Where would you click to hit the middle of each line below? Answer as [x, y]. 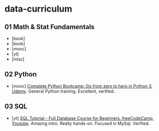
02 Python [21, 74]
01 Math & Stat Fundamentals [50, 27]
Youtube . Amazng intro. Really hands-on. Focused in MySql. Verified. [80, 123]
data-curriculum [38, 9]
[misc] [18, 59]
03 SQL [16, 106]
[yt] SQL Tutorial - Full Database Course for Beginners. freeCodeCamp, [83, 118]
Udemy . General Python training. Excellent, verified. [63, 91]
